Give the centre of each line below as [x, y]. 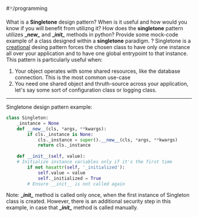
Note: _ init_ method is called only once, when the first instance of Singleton [98, 195]
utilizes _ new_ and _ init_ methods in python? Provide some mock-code [92, 35]
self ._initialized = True [69, 178]
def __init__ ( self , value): [51, 156]
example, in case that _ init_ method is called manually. [72, 208]
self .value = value [61, 173]
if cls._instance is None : [60, 134]
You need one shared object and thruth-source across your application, [101, 84]
